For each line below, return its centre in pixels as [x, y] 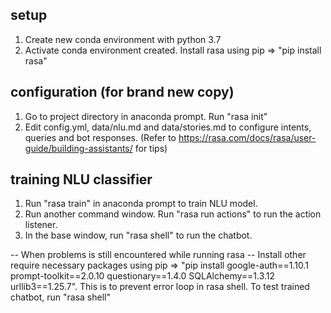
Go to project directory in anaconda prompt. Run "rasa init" [146, 116]
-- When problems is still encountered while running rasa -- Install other [158, 255]
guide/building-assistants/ [78, 148]
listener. [41, 225]
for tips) [151, 148]
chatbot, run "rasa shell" [60, 297]
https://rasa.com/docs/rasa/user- [247, 137]
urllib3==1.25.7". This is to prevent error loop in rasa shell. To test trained [160, 287]
